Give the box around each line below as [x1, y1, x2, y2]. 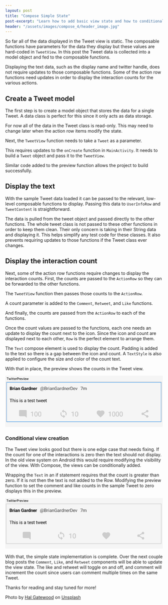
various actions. [5, 80, 38, 86]
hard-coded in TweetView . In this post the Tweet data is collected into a [5, 49, 150, 55]
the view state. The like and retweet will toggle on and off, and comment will [5, 564, 162, 570]
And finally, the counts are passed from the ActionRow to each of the [5, 310, 145, 316]
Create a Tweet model [5, 94, 75, 103]
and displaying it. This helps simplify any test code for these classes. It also [5, 232, 161, 238]
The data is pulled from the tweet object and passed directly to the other [5, 216, 155, 222]
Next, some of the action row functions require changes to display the [5, 270, 149, 276]
